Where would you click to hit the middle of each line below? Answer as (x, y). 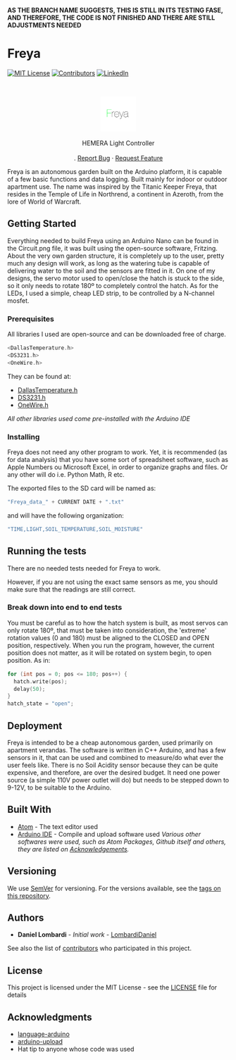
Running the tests (47, 551)
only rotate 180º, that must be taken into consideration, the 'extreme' (107, 630)
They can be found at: (39, 376)
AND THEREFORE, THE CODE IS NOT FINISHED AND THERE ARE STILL (111, 18)
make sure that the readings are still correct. (72, 589)
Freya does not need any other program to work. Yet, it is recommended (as (117, 452)
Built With (29, 810)
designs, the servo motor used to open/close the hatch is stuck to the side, (116, 278)
